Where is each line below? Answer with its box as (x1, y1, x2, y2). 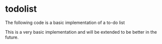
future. (5, 34, 19, 40)
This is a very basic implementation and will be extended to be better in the (5, 29, 157, 35)
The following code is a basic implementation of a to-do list (5, 20, 125, 25)
